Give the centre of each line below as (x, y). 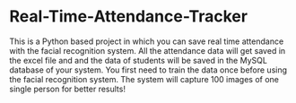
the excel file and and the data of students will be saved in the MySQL (138, 60)
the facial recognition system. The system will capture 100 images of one (144, 79)
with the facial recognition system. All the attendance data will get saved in (148, 50)
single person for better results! (67, 89)
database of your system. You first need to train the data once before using (148, 70)
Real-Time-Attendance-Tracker (129, 17)
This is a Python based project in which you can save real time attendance (147, 41)
